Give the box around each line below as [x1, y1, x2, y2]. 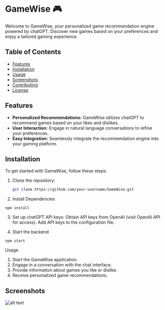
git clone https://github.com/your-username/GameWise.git [12, 187, 134, 192]
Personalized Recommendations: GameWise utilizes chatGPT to [12, 114, 144, 120]
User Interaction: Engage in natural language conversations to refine [12, 125, 153, 131]
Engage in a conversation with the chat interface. [12, 262, 112, 268]
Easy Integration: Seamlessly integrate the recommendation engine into [12, 136, 159, 141]
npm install [5, 206, 30, 210]
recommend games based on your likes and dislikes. [12, 120, 119, 126]
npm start [5, 239, 26, 243]
